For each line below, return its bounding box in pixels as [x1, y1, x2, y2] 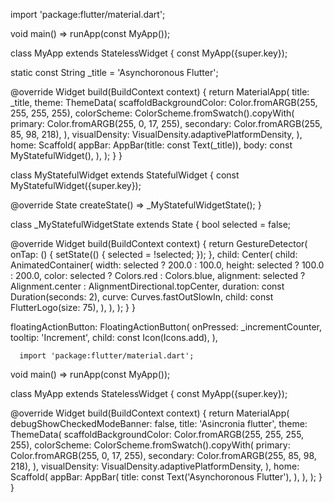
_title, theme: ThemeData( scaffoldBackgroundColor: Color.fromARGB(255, [10, 97, 318, 108]
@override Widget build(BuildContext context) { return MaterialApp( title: [10, 86, 310, 98]
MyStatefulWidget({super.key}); [10, 180, 142, 191]
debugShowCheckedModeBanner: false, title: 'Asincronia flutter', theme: [10, 418, 308, 429]
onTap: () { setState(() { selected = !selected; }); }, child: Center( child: [10, 249, 298, 260]
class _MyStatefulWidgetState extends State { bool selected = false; [10, 219, 292, 230]
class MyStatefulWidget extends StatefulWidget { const [10, 169, 240, 181]
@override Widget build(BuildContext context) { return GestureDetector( [10, 238, 308, 249]
